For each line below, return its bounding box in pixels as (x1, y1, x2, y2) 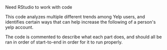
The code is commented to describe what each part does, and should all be (5, 34, 162, 40)
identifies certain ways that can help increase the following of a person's (5, 19, 156, 25)
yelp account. (5, 24, 34, 30)
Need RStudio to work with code (5, 4, 72, 10)
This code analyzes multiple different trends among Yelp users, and (5, 14, 145, 19)
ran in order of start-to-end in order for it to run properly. (5, 39, 123, 45)
